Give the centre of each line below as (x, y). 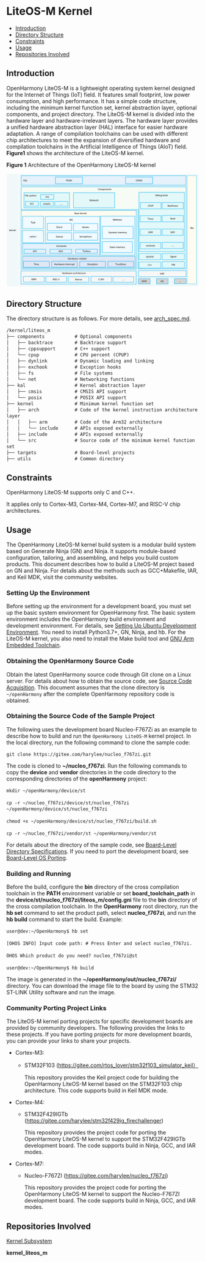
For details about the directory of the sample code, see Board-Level (92, 845)
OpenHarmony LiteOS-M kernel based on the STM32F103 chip (103, 1084)
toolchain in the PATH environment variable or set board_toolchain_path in (101, 893)
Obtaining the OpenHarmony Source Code (70, 661)
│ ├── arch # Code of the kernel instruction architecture (102, 410)
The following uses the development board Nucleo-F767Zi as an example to (102, 729)
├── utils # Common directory (65, 459)
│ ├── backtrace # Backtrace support (67, 343)
